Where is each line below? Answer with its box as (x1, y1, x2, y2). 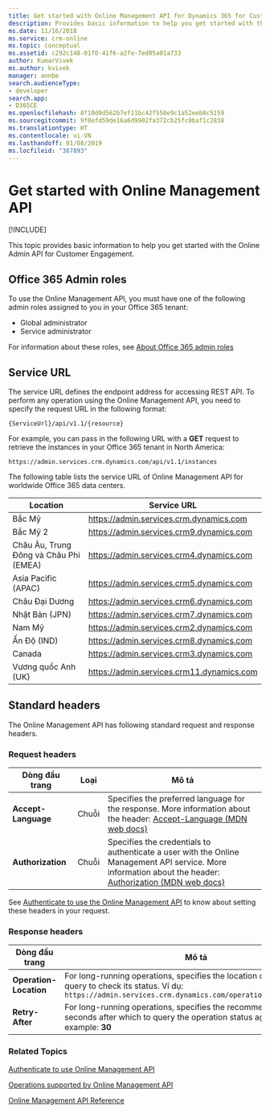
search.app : (8, 94, 48, 102)
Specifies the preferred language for (107, 793, 245, 805)
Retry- (12, 1007, 39, 1018)
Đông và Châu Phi (12, 549, 80, 561)
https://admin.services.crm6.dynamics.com (88, 595, 253, 606)
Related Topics (8, 1046, 68, 1057)
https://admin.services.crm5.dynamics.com (88, 577, 253, 589)
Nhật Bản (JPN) (12, 609, 72, 620)
